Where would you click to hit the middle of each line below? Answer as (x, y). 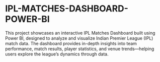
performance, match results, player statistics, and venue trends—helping (80, 49)
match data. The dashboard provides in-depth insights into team (71, 43)
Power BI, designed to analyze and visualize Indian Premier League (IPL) (79, 38)
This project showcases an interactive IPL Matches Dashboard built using (80, 33)
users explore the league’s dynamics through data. (57, 54)
